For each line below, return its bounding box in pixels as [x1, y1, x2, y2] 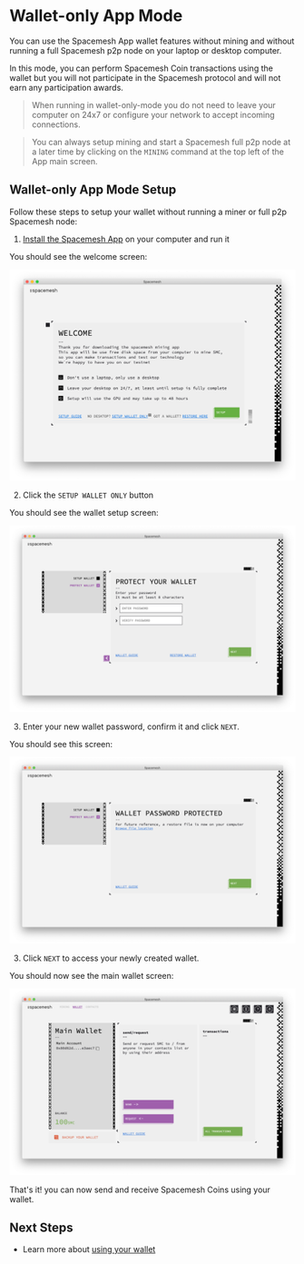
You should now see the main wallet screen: [9, 970, 174, 981]
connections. [31, 119, 81, 130]
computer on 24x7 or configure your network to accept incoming [31, 109, 275, 120]
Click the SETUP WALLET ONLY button [22, 489, 154, 500]
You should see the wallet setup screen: [9, 508, 159, 518]
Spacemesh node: [9, 215, 78, 227]
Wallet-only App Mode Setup [9, 183, 177, 198]
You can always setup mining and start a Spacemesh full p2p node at [31, 136, 291, 147]
